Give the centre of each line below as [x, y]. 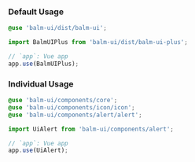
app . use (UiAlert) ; [38, 151]
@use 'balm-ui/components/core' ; [63, 101]
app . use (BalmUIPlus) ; [44, 64]
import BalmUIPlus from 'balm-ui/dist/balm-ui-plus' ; [98, 42]
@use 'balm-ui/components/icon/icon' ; [72, 107]
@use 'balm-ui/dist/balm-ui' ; [58, 28]
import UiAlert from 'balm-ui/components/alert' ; [91, 129]
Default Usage [36, 12]
